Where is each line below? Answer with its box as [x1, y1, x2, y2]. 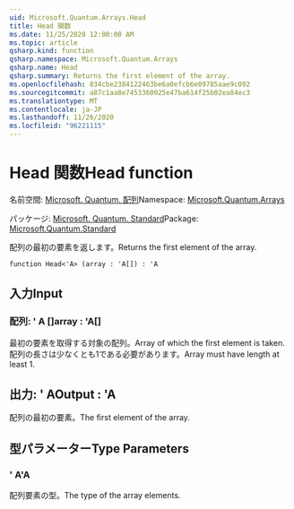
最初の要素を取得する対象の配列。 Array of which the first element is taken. [9, 337, 285, 348]
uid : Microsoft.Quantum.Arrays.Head [9, 13, 146, 22]
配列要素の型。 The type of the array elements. [9, 490, 181, 501]
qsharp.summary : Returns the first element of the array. [9, 72, 230, 81]
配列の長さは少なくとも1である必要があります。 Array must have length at [9, 349, 280, 359]
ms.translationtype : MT [9, 96, 99, 106]
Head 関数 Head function [9, 163, 194, 184]
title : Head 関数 [9, 22, 72, 30]
